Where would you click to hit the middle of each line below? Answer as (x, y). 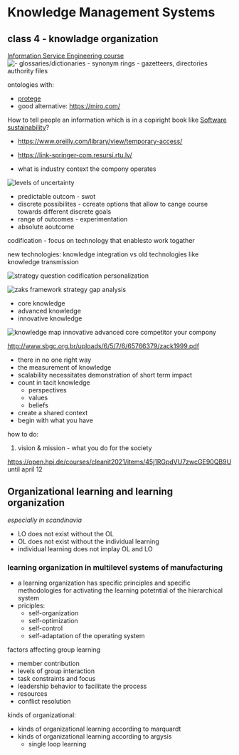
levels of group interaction (56, 671)
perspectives (47, 390)
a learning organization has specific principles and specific (104, 583)
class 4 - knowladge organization (83, 39)
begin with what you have (55, 420)
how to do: (23, 434)
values (38, 397)
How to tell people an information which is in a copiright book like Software (117, 120)
